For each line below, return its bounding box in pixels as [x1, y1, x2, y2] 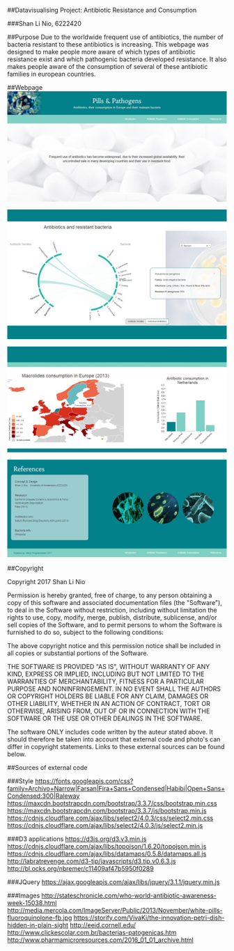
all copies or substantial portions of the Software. [7, 649, 148, 657]
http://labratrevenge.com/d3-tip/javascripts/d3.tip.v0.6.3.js [7, 856, 176, 865]
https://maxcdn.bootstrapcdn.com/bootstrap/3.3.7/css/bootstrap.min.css [7, 799, 217, 807]
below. [7, 750, 26, 758]
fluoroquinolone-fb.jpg [7, 913, 72, 922]
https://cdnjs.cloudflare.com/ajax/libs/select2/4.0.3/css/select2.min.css [7, 814, 214, 822]
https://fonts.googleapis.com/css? [34, 776, 134, 785]
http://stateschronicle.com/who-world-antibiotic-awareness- [41, 891, 217, 899]
